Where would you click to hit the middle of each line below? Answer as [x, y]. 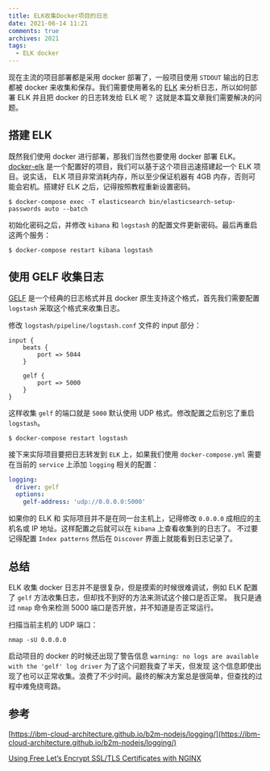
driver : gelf [37, 487]
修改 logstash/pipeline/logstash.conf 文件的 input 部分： [105, 325]
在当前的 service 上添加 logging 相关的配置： [83, 464]
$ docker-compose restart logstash [68, 438]
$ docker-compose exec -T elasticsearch [77, 202]
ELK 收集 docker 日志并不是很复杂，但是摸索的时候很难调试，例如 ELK [125, 587]
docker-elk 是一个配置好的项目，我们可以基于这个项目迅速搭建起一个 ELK [130, 166]
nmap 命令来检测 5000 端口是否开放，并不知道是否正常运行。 [118, 607]
